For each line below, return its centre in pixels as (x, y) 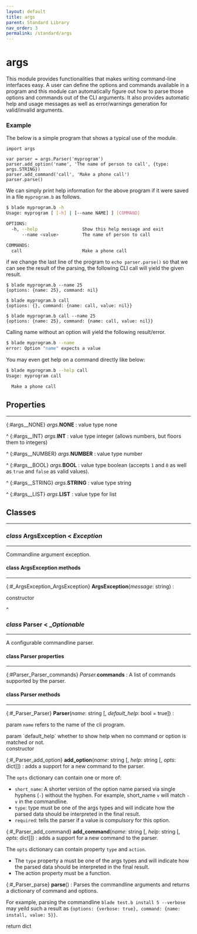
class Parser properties (35, 656)
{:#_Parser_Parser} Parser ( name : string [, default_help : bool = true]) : (90, 713)
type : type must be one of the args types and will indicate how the (94, 808)
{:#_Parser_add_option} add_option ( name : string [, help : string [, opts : (91, 760)
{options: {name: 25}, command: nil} (52, 291)
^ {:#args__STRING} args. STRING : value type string (69, 482)
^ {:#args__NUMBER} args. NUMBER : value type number (74, 453)
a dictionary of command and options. (52, 890)
